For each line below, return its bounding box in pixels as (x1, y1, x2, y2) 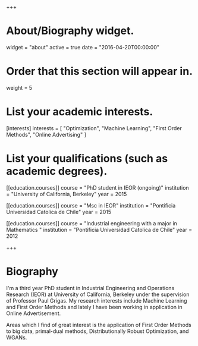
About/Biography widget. (6, 24, 134, 37)
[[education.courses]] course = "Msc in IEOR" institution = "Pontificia (6, 202, 176, 209)
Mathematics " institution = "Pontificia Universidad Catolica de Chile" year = (6, 226, 192, 233)
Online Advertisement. (6, 310, 61, 317)
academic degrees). (6, 165, 108, 178)
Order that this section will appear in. (6, 65, 193, 78)
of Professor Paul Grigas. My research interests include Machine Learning (6, 297, 187, 304)
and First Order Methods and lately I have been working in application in (6, 303, 183, 310)
